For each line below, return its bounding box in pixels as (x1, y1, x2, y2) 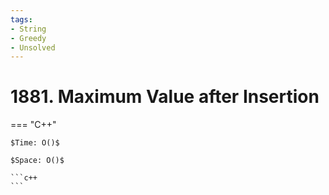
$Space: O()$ (10, 156, 65, 166)
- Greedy (10, 33, 47, 43)
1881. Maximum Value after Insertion (10, 86, 320, 108)
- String (10, 24, 47, 34)
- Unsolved (10, 42, 56, 53)
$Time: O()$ (10, 138, 60, 148)
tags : (10, 14, 33, 25)
